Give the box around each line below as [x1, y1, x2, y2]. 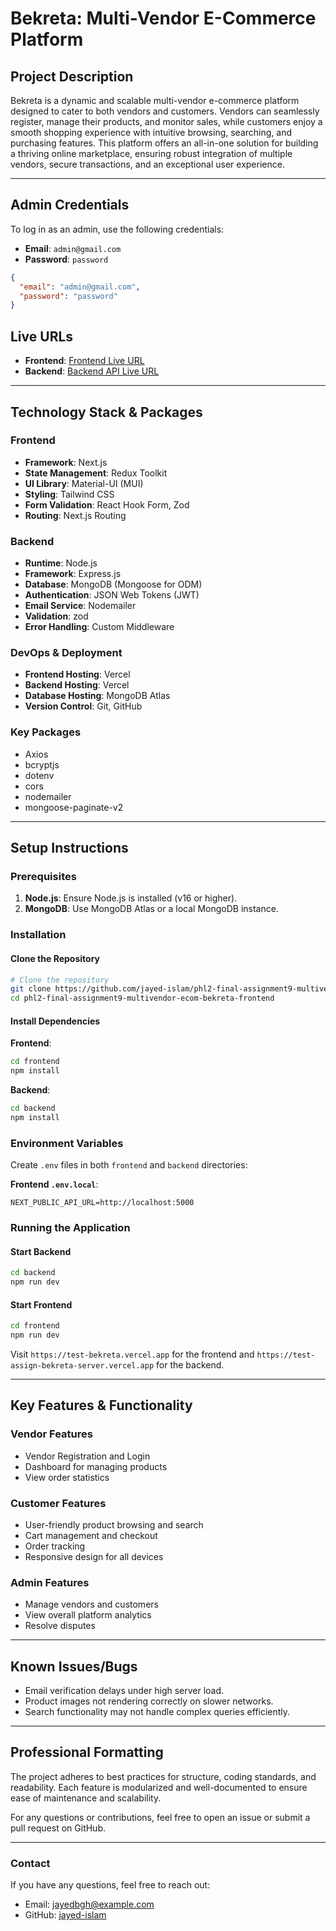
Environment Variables [10, 1136, 124, 1150]
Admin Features [10, 1575, 90, 1589]
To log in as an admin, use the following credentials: [10, 223, 225, 235]
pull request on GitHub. [10, 1822, 106, 1834]
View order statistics [24, 1471, 110, 1483]
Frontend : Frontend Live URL [24, 355, 145, 367]
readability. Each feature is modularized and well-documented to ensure [10, 1781, 308, 1793]
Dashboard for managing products [24, 1460, 168, 1472]
